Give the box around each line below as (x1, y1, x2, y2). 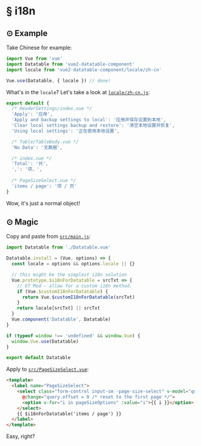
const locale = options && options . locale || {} (11, 261, 135, 267)
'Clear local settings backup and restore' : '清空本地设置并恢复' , (11, 122, 175, 128)
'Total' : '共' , (11, 161, 49, 167)
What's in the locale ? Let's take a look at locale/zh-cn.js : (6, 88, 151, 95)
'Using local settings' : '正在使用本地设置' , (11, 128, 120, 134)
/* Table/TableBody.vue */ (11, 139, 79, 145)
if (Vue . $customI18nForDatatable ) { (17, 288, 109, 295)
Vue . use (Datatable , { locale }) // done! (6, 77, 111, 83)
